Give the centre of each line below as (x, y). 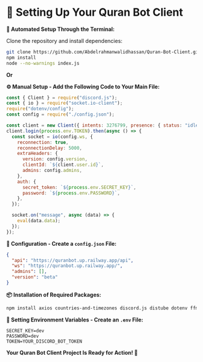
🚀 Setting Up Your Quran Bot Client (95, 12)
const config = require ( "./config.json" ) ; (60, 114)
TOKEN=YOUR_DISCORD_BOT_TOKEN (44, 341)
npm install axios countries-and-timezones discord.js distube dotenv (97, 308)
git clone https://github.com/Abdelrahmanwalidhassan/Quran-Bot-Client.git (104, 52)
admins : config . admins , (52, 171)
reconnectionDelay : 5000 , (50, 148)
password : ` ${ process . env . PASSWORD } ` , (71, 193)
